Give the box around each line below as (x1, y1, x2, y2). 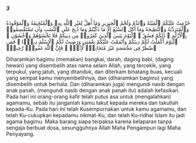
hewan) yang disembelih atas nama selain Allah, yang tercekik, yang (6, 62, 171, 69)
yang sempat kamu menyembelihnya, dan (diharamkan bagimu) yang (6, 74, 173, 81)
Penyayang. (6, 130, 35, 137)
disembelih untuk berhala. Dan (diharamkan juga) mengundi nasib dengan (6, 80, 185, 87)
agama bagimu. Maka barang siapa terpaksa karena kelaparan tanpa (6, 118, 172, 125)
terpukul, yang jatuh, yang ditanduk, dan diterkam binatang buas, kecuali (6, 68, 183, 75)
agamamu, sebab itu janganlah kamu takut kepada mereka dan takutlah (6, 99, 179, 106)
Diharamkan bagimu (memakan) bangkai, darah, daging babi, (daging (6, 56, 174, 63)
